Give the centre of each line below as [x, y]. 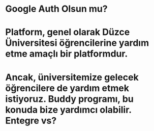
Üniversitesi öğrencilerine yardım [77, 43]
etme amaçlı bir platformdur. [67, 54]
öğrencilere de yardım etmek [67, 88]
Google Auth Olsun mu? [56, 9]
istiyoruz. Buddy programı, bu [69, 99]
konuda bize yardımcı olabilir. [68, 110]
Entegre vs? [31, 121]
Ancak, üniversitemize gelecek [72, 77]
